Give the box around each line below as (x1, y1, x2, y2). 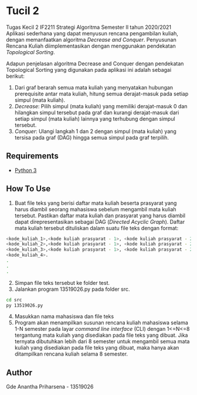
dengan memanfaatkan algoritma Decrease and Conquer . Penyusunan (6, 36, 177, 43)
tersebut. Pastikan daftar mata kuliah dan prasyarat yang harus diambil (14, 212, 186, 219)
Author (6, 367, 32, 377)
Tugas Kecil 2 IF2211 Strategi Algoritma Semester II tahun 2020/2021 (6, 24, 172, 31)
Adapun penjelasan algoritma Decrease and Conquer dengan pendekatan (6, 60, 184, 67)
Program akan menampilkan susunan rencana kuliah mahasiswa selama (14, 319, 189, 326)
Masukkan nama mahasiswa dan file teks (14, 313, 114, 320)
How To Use (6, 184, 51, 194)
